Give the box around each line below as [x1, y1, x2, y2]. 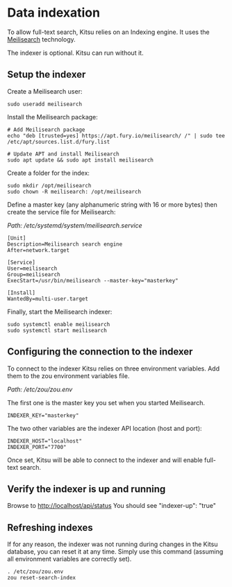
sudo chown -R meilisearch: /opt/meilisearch [7, 188, 141, 195]
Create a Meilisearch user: [7, 87, 83, 95]
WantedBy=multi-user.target [7, 295, 89, 303]
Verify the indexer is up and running [7, 483, 166, 495]
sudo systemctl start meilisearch [7, 327, 108, 334]
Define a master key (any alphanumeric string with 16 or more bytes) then [7, 200, 217, 209]
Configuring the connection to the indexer [7, 346, 193, 358]
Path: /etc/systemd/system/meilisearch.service [7, 221, 142, 230]
